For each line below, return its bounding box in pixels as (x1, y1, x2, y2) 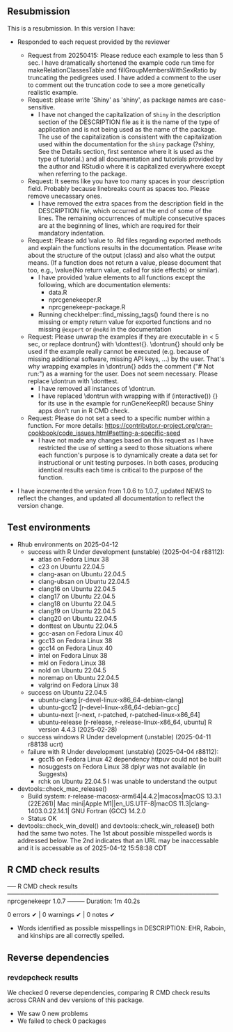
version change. (17, 501, 64, 509)
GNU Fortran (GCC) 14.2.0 (70, 806, 146, 815)
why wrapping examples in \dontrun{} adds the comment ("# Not (27, 362, 214, 370)
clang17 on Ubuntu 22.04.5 (38, 592, 116, 600)
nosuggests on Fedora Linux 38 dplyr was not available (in (38, 762, 206, 771)
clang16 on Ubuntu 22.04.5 (38, 585, 116, 593)
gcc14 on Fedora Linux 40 (38, 644, 113, 652)
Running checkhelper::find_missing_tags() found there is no (38, 310, 209, 318)
